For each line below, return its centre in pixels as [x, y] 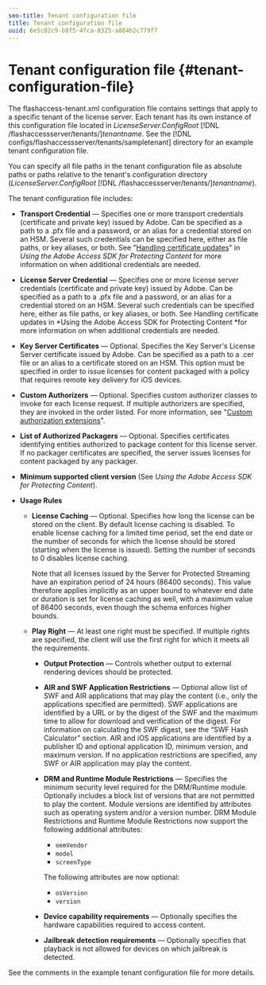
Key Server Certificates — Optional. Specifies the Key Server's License [137, 346]
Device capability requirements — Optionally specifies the [140, 917]
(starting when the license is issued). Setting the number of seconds [143, 550]
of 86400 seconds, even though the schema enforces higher [131, 607]
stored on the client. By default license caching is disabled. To [133, 525]
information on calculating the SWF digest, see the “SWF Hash [146, 730]
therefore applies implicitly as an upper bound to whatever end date [143, 591]
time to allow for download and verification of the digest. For [142, 721]
